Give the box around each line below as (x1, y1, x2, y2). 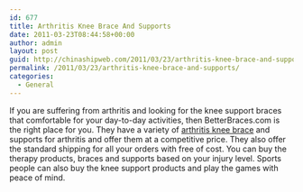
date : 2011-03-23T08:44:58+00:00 (9, 30, 135, 39)
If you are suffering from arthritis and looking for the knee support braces (9, 105, 282, 115)
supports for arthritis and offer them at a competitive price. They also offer (9, 133, 287, 144)
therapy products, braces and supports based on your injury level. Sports (9, 152, 282, 163)
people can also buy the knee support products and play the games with (9, 162, 279, 173)
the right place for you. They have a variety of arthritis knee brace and (9, 123, 271, 135)
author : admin (9, 38, 63, 48)
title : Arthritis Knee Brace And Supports (9, 22, 171, 31)
